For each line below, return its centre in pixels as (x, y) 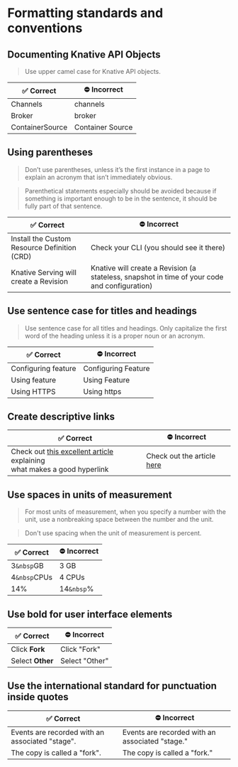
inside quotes (38, 697)
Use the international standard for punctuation (112, 686)
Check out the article (181, 456)
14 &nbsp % (76, 589)
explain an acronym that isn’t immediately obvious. (98, 177)
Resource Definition (44, 247)
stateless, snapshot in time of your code (157, 277)
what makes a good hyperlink (60, 469)
